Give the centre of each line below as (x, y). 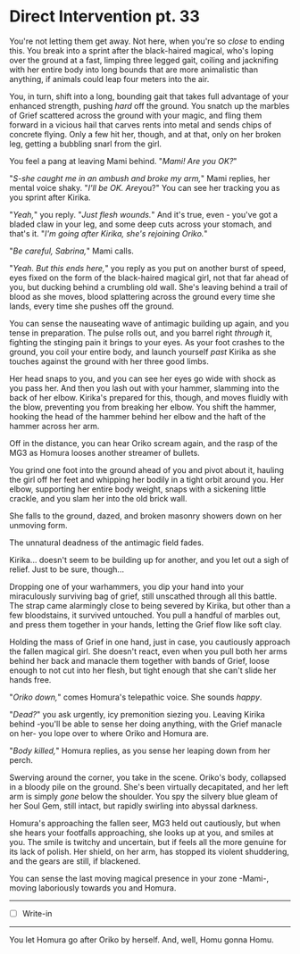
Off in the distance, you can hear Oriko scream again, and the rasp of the (144, 443)
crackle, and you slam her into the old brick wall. (98, 498)
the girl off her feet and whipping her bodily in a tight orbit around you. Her (146, 479)
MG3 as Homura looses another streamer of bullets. (105, 452)
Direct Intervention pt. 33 (105, 17)
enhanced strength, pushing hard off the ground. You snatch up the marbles (150, 105)
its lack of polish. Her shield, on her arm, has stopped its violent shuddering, (150, 851)
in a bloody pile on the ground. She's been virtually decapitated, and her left (149, 786)
